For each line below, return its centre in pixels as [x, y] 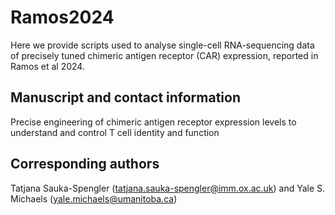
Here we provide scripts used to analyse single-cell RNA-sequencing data [162, 45]
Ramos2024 [62, 17]
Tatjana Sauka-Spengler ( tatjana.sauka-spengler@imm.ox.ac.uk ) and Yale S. [168, 188]
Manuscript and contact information [125, 97]
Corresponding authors [85, 164]
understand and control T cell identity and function [115, 132]
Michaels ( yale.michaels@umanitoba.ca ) [94, 198]
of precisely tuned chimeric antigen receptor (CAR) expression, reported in [164, 55]
